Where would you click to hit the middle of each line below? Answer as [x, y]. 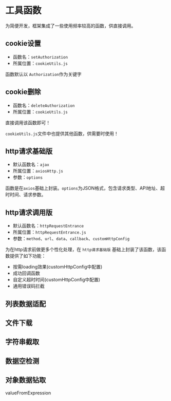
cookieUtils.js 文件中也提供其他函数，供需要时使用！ [62, 133]
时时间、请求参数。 [26, 195]
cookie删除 [23, 92]
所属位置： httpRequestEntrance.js [49, 232]
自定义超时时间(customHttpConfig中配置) [56, 280]
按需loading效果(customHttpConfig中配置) [58, 267]
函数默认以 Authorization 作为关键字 [44, 74]
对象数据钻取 [26, 380]
